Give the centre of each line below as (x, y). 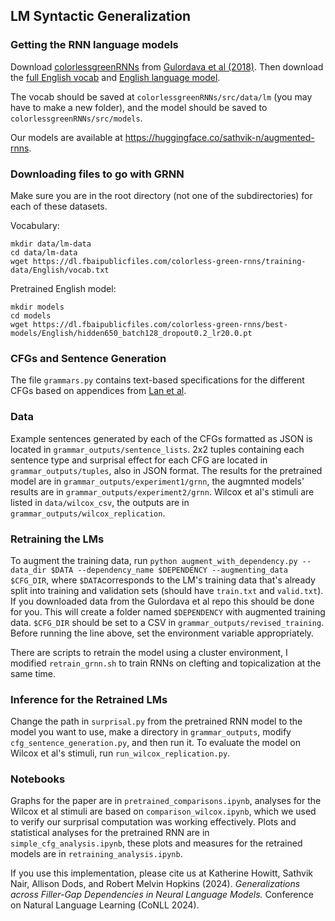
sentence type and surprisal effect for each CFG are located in (139, 460)
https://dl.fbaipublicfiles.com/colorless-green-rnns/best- (160, 324)
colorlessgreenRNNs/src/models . (76, 118)
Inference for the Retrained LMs (89, 699)
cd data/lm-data (44, 252)
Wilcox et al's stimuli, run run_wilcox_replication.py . (120, 753)
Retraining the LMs (57, 539)
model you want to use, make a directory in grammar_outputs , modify (151, 732)
